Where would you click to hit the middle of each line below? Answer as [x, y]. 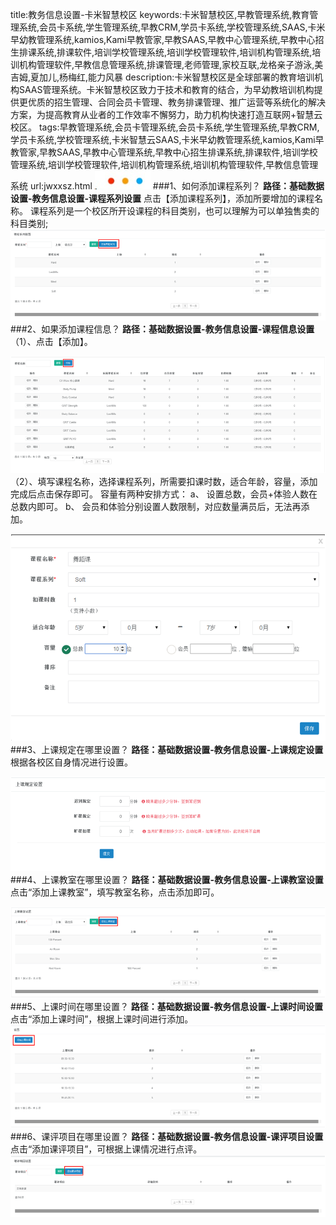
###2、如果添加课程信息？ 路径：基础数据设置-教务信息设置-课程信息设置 [162, 329]
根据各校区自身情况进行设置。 [71, 762]
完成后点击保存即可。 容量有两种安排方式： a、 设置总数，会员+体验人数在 [164, 494]
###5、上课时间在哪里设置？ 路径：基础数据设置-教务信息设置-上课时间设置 [166, 1006]
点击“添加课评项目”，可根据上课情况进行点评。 [106, 1149]
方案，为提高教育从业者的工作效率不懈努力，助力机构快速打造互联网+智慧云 [166, 114]
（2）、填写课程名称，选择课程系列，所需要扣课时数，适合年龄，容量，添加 [164, 482]
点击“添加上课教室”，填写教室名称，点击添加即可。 [115, 892]
